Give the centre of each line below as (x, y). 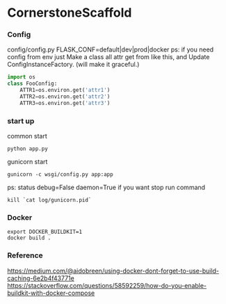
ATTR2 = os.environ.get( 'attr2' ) (65, 97)
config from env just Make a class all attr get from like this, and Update (108, 57)
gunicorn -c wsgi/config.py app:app (60, 175)
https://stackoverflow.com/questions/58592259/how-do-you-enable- (107, 285)
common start (27, 136)
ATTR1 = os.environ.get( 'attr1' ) (65, 90)
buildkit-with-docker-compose (51, 293)
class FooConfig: (32, 84)
